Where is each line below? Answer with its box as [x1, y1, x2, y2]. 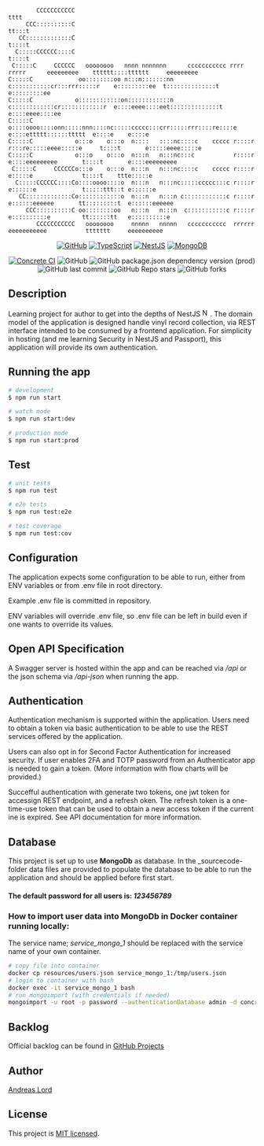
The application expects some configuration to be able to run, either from [8, 572, 246, 582]
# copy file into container [8, 962, 101, 970]
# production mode [8, 429, 68, 438]
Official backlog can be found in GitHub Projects [8, 1041, 165, 1051]
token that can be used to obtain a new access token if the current [38, 804, 254, 814]
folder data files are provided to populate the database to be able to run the [8, 865, 252, 874]
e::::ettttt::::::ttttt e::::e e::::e [8, 131, 149, 139]
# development [8, 386, 55, 394]
